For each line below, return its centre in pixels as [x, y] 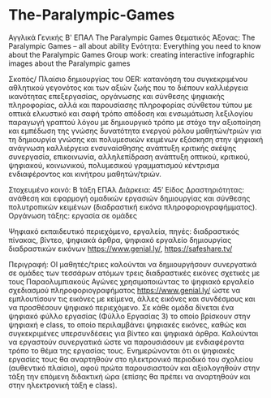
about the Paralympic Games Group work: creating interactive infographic [132, 54]
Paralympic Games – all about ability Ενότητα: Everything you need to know [135, 45]
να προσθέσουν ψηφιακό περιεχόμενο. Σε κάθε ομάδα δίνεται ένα [121, 307]
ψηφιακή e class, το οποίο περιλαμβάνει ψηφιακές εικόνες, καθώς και [127, 324]
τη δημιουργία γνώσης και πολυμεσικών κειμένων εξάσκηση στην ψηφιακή [136, 139]
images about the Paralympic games [69, 63]
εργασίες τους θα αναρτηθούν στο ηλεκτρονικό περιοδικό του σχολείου [131, 359]
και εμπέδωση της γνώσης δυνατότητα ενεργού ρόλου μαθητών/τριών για [135, 131]
